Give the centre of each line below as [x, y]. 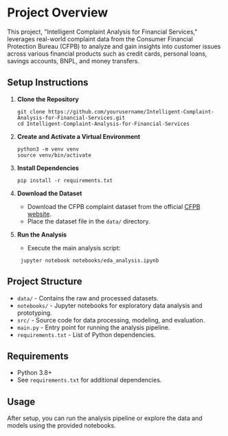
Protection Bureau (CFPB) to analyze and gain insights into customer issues [114, 46]
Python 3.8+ [35, 373]
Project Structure [45, 282]
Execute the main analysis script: [74, 248]
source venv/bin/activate [54, 155]
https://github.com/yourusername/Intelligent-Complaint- [131, 111]
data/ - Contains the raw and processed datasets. [88, 298]
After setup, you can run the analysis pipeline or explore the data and [105, 418]
